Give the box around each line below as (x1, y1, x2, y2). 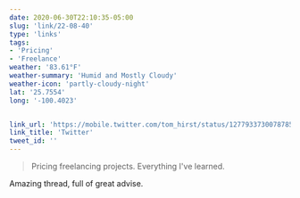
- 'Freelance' (9, 54, 62, 63)
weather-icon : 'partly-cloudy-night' (9, 79, 150, 88)
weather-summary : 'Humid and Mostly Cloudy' (9, 71, 178, 80)
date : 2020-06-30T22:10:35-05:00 (9, 12, 134, 22)
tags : (9, 37, 29, 47)
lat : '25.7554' (9, 87, 66, 96)
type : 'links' (9, 29, 62, 38)
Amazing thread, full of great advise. (9, 178, 144, 188)
